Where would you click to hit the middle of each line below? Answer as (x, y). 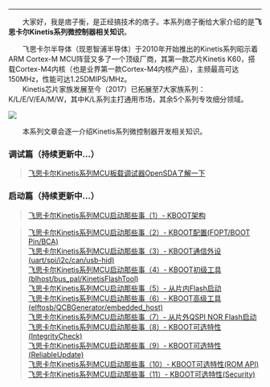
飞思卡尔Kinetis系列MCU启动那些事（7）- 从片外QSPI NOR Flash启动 (142, 317)
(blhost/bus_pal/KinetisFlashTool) (83, 278)
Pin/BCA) (43, 241)
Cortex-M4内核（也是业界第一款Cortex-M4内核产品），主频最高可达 (127, 69)
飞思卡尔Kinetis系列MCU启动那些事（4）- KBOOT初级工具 (125, 270)
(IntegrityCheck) (55, 336)
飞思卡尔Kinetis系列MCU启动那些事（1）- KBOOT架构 (117, 215)
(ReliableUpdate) (56, 354)
